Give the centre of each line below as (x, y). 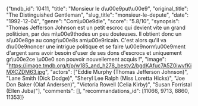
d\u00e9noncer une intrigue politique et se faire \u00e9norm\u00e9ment (96, 46)
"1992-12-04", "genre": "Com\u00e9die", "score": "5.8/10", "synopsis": (93, 21)
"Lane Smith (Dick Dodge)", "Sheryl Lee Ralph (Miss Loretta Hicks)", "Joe (96, 78)
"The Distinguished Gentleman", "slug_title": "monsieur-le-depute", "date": (98, 15)
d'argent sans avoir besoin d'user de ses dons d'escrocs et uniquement (94, 53)
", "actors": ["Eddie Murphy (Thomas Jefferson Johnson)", (117, 72)
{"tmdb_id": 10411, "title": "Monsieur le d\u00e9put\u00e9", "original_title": (97, 9)
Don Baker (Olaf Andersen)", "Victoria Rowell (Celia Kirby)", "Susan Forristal (99, 85)
